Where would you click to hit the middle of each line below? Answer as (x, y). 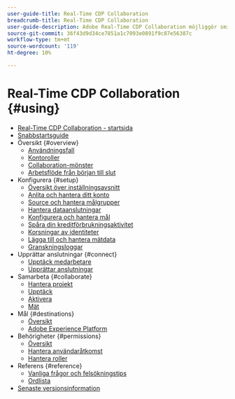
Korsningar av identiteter (63, 232)
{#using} (34, 108)
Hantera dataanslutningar (64, 209)
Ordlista (39, 380)
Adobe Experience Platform (67, 328)
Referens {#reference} (50, 365)
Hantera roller (48, 358)
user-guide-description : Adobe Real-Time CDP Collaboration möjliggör (112, 27)
